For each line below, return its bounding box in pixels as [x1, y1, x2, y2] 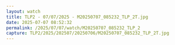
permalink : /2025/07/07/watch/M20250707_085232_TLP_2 [6, 25, 141, 31]
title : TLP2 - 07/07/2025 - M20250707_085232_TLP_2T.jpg [6, 14, 149, 20]
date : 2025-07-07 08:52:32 [6, 19, 72, 25]
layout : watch [6, 8, 41, 15]
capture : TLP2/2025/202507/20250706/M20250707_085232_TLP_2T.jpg [6, 30, 169, 36]
